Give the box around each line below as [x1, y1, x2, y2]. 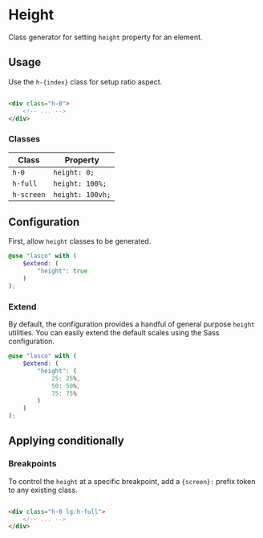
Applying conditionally [8, 434, 124, 448]
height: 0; [53, 167, 95, 177]
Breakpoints [8, 458, 57, 470]
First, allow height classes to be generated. [8, 236, 152, 246]
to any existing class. [8, 485, 78, 495]
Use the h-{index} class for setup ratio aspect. [8, 76, 163, 86]
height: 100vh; [53, 190, 111, 199]
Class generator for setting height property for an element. [8, 32, 203, 42]
